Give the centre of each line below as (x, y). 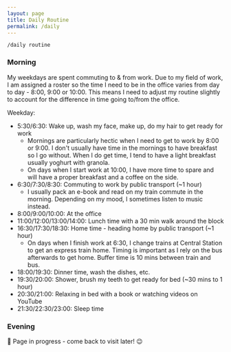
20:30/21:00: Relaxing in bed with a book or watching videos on (107, 294)
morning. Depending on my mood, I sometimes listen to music (115, 199)
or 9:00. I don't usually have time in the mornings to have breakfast (122, 148)
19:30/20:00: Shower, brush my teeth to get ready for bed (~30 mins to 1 (120, 279)
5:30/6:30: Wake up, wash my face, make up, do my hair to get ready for (120, 126)
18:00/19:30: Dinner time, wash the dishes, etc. (84, 272)
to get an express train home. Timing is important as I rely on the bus (125, 250)
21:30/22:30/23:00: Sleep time (60, 308)
